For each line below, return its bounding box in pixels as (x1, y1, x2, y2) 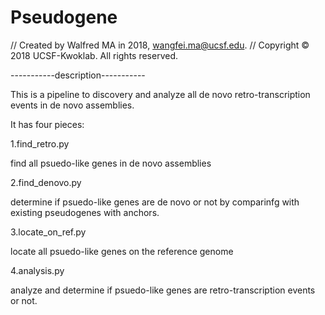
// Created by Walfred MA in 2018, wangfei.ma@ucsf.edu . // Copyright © (10, 39, 310, 51)
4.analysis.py (10, 264, 65, 276)
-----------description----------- (10, 69, 146, 81)
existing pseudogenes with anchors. (10, 206, 160, 218)
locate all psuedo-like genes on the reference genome (10, 245, 234, 257)
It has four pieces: (10, 118, 85, 130)
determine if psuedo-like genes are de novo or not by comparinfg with (10, 196, 300, 208)
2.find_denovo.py (10, 176, 82, 188)
